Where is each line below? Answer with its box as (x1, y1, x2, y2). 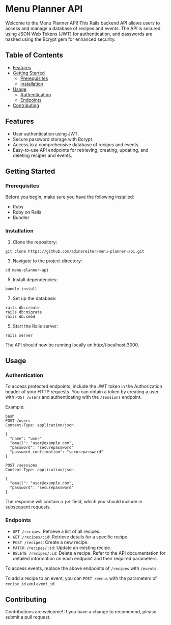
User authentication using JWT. (12, 130, 79, 137)
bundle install (5, 286, 38, 291)
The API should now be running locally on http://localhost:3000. (5, 342, 139, 348)
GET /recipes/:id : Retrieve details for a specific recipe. (12, 533, 129, 540)
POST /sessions (5, 463, 38, 468)
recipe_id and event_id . (5, 580, 56, 586)
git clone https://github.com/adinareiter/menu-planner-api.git (5, 249, 145, 254)
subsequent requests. (5, 504, 51, 510)
